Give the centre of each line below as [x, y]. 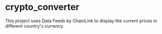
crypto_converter [42, 7]
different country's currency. [35, 26]
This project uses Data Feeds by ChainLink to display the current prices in [81, 21]
